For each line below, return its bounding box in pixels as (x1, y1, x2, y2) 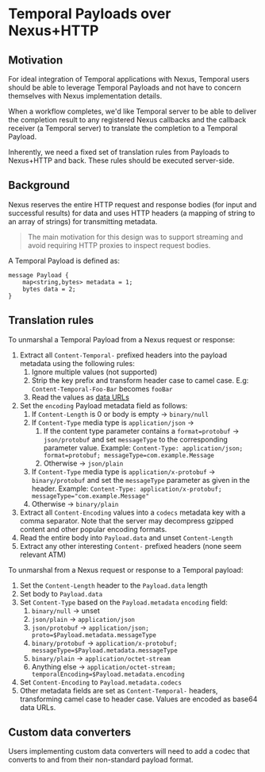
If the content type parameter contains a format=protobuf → (43, 426, 240, 435)
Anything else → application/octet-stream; (31, 662, 176, 671)
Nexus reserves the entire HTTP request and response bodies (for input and (8, 199, 257, 209)
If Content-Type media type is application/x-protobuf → (31, 466, 216, 477)
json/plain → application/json (31, 614, 135, 623)
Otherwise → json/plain (43, 458, 124, 468)
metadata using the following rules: (19, 358, 135, 368)
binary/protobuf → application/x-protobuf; (31, 638, 178, 647)
